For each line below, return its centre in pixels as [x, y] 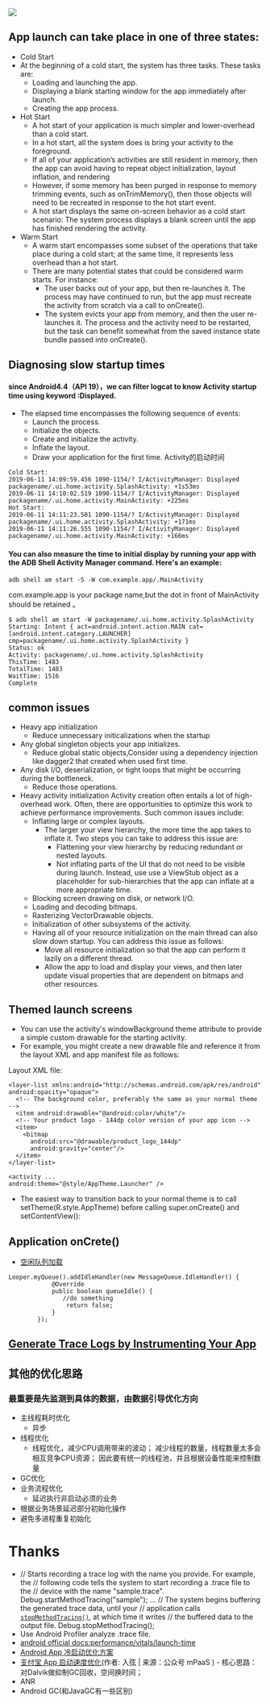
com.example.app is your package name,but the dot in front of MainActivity [134, 595]
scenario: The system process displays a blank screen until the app [144, 219]
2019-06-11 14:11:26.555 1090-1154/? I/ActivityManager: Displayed [124, 529]
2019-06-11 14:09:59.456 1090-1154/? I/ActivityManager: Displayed [124, 480]
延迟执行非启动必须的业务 [75, 1498]
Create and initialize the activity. [85, 439]
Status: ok [27, 648]
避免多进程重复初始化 [55, 1519]
